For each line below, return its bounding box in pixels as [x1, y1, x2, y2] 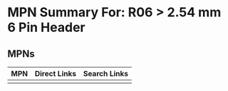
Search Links [83, 69, 129, 78]
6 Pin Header [7, 19, 85, 36]
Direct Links [34, 69, 77, 78]
